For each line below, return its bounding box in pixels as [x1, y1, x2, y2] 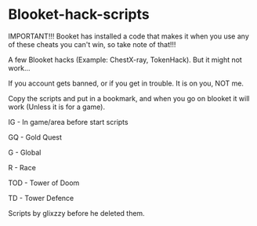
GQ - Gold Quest [8, 132, 63, 142]
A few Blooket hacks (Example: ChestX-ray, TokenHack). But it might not [8, 55, 243, 64]
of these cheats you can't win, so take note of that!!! [8, 39, 176, 49]
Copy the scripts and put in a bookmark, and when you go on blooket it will [8, 93, 250, 103]
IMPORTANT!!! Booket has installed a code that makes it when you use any [8, 31, 249, 41]
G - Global [8, 148, 42, 157]
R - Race [8, 162, 37, 172]
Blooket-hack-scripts [8, 5, 150, 24]
